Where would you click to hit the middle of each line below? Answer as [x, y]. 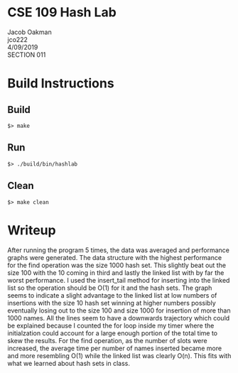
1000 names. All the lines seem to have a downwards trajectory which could [119, 318]
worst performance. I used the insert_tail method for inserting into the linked [119, 280]
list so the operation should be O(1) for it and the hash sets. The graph [110, 288]
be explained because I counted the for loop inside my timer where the [111, 325]
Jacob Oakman [29, 32]
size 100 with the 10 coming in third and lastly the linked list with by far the [116, 272]
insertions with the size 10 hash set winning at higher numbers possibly [112, 303]
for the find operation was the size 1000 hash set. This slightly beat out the [117, 265]
